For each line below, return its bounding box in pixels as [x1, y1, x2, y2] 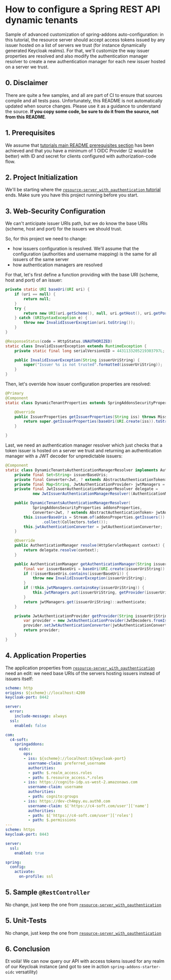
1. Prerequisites [5, 128, 55, 137]
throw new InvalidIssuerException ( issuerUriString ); [32, 576, 147, 581]
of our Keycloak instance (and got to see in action [5, 964, 109, 970]
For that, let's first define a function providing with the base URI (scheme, [5, 272, 159, 278]
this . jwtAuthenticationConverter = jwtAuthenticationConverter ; [23, 524, 163, 529]
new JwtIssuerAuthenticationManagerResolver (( [32, 491, 133, 497]
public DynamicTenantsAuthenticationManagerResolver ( [14, 501, 131, 506]
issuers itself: [5, 676, 34, 682]
